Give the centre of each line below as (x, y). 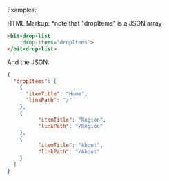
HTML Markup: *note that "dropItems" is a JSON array (84, 23)
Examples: (22, 10)
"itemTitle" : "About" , (70, 145)
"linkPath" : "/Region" (70, 126)
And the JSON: (28, 62)
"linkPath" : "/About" (69, 152)
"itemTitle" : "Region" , (72, 120)
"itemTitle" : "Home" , (57, 94)
